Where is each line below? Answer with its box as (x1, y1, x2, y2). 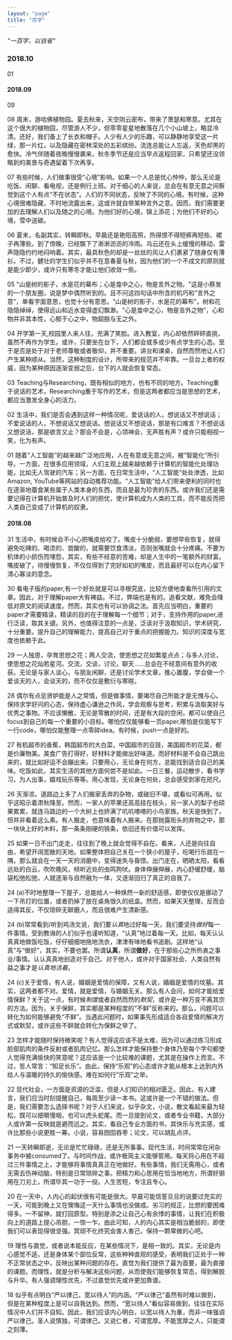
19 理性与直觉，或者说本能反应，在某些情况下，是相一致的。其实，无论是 (7, 1241, 215, 1250)
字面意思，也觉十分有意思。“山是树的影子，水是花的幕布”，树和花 (34, 298, 221, 305)
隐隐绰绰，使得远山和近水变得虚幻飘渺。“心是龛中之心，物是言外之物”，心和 (7, 306, 224, 314)
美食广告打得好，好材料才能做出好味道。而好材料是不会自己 (43, 749, 213, 758)
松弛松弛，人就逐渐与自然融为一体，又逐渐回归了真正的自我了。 (12, 874, 195, 882)
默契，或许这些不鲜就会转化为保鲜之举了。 (19, 1022, 140, 1030)
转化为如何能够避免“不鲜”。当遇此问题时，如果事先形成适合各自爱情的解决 (7, 1013, 219, 1021)
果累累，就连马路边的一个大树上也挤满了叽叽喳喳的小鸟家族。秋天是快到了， (7, 807, 225, 816)
